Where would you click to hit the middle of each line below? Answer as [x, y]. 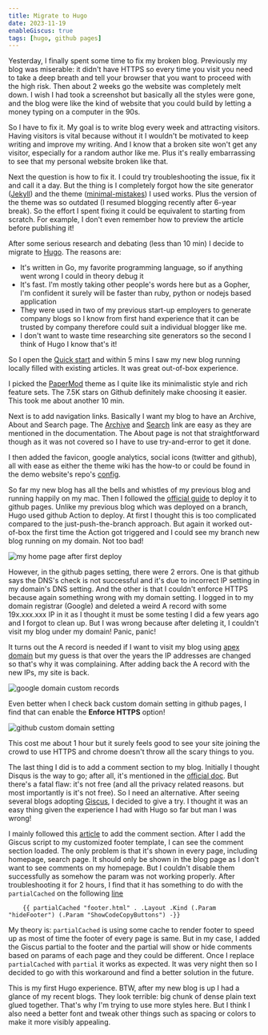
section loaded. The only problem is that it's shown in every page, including [133, 851]
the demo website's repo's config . [65, 474]
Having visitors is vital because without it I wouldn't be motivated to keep [129, 136]
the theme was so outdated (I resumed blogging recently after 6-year [122, 203]
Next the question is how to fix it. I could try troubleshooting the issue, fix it [132, 177]
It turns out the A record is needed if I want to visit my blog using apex [124, 647]
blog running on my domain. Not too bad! [76, 541]
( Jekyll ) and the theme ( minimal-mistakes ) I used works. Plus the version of [133, 194]
